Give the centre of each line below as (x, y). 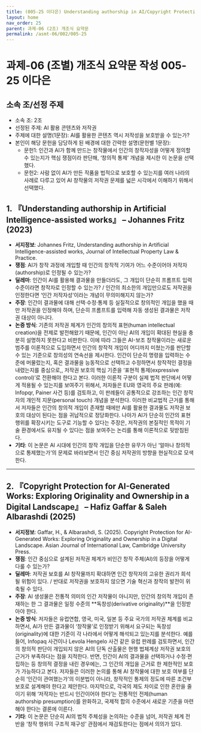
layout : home (22, 17)
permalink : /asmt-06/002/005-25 (46, 34)
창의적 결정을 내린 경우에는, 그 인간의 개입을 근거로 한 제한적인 (110, 663)
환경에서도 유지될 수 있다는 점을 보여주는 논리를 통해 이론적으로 (95, 430)
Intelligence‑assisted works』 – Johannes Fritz (96, 220)
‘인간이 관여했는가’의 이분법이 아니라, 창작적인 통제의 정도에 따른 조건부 (109, 678)
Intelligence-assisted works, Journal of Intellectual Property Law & (97, 251)
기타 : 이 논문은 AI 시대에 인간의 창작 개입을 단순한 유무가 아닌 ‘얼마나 (95, 445)
